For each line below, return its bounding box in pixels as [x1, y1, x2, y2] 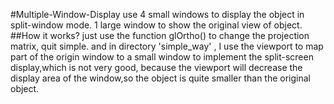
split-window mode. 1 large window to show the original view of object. [10, 19, 303, 31]
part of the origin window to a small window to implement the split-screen [10, 51, 314, 63]
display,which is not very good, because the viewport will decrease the [10, 62, 303, 73]
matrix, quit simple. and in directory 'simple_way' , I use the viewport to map [10, 40, 324, 52]
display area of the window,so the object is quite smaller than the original [10, 72, 311, 84]
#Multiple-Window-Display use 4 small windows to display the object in [10, 9, 305, 20]
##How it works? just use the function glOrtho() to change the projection [10, 30, 310, 41]
